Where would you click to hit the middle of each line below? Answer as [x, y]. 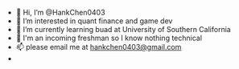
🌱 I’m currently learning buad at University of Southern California [123, 29]
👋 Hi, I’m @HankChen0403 [61, 12]
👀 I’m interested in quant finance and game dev [94, 21]
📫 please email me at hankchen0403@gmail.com [99, 47]
